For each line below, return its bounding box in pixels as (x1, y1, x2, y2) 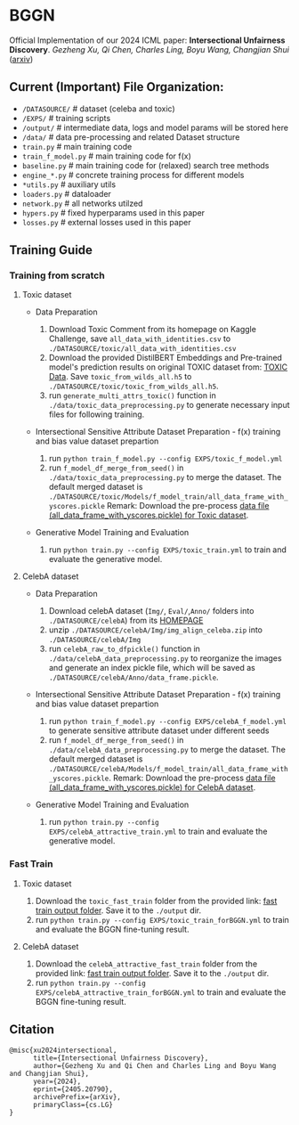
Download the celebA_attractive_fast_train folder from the (35, 958, 258, 969)
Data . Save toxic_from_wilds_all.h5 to (48, 371, 192, 382)
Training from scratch (9, 269, 105, 281)
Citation (9, 1022, 55, 1038)
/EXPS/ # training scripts (21, 112, 111, 123)
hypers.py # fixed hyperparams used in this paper (21, 207, 206, 218)
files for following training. (48, 409, 145, 420)
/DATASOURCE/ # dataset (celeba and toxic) (21, 103, 175, 114)
